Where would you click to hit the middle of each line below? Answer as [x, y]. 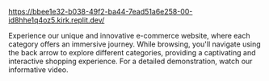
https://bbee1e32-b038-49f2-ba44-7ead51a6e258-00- [101, 12]
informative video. [38, 70]
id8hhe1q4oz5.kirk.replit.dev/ [57, 20]
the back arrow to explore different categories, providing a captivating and [132, 53]
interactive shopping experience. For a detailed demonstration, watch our [130, 61]
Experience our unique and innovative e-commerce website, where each [129, 36]
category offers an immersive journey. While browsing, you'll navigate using [134, 44]
